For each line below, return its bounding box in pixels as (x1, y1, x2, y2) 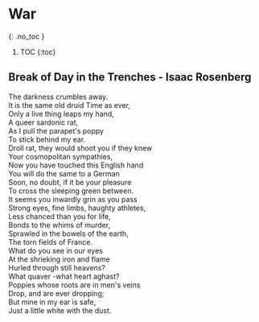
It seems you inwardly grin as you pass (8, 194, 138, 204)
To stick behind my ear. (8, 134, 86, 144)
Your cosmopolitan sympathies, (8, 151, 113, 161)
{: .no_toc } (8, 31, 45, 41)
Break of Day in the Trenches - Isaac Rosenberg (8, 70, 252, 85)
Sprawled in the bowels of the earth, (8, 229, 129, 238)
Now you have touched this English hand (8, 160, 144, 170)
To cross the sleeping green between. (8, 186, 134, 196)
